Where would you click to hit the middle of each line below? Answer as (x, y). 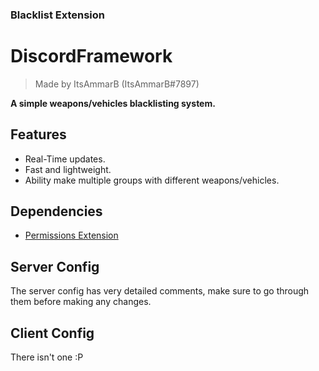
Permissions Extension (71, 235)
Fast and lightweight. (68, 169)
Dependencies (56, 211)
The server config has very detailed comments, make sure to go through (160, 291)
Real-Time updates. (65, 159)
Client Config (52, 333)
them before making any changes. (81, 302)
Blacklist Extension (57, 15)
